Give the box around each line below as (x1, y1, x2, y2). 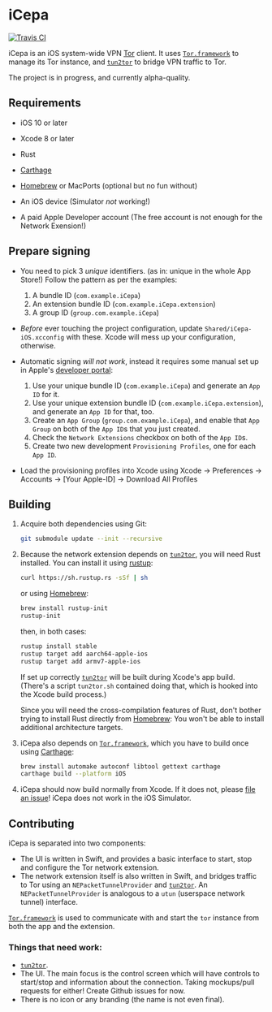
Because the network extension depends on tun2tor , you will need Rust (19, 550, 261, 560)
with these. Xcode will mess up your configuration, (66, 331, 235, 342)
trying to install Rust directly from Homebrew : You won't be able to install (19, 713, 265, 724)
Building (8, 497, 51, 511)
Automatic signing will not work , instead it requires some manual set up (19, 356, 259, 366)
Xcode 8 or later (19, 133, 75, 143)
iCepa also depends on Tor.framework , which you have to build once (19, 737, 249, 748)
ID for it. (32, 389, 60, 399)
